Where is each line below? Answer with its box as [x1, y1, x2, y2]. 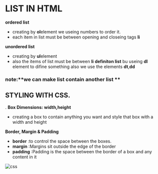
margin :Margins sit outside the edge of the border [12, 143, 116, 149]
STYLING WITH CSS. [5, 91, 71, 100]
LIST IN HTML [5, 3, 63, 14]
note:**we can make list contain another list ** [5, 76, 120, 83]
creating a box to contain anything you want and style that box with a [12, 114, 154, 120]
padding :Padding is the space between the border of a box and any [12, 148, 152, 154]
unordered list [5, 43, 35, 49]
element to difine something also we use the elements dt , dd [12, 64, 135, 70]
